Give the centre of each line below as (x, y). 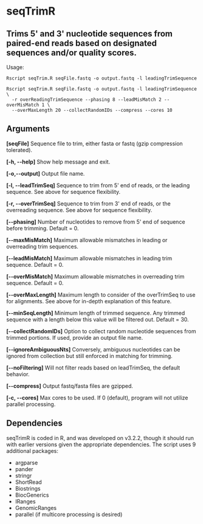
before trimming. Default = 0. (43, 228)
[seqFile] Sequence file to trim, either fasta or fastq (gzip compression (95, 143)
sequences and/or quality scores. (71, 53)
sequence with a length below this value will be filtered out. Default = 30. (98, 319)
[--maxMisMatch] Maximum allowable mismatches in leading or (87, 240)
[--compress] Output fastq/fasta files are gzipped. (70, 386)
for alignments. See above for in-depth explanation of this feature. (89, 301)
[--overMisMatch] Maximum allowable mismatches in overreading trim (95, 276)
